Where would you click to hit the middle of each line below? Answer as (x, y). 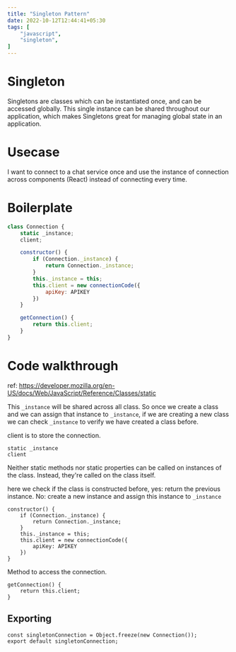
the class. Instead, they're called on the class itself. (82, 475)
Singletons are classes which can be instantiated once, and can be (105, 101)
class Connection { (36, 227)
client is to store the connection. (54, 435)
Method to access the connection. (57, 571)
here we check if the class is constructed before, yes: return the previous (114, 489)
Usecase (34, 152)
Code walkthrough (63, 366)
